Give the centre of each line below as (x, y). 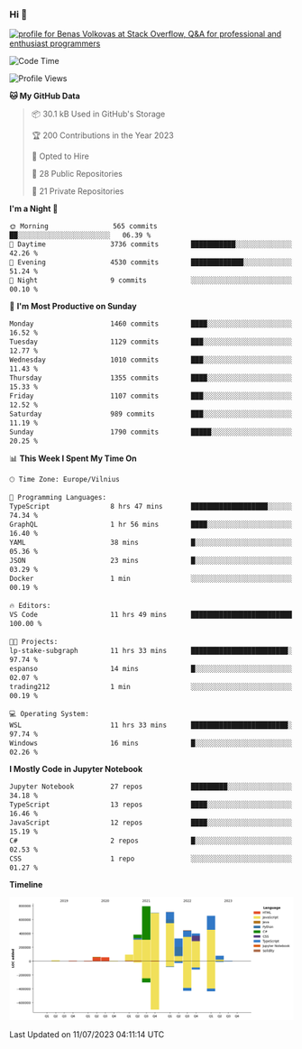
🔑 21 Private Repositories (78, 191)
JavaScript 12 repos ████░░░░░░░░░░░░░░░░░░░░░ (151, 823)
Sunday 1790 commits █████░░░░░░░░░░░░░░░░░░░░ (151, 432)
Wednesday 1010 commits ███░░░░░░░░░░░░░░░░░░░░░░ (151, 360)
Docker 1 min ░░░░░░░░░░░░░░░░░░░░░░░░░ (151, 579)
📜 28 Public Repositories (77, 174)
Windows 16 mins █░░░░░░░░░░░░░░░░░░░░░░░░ (151, 743)
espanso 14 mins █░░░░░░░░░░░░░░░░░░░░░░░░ (151, 669)
